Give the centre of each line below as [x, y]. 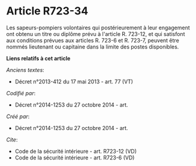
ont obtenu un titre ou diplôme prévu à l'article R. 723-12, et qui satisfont [96, 34]
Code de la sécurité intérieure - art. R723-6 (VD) [75, 158]
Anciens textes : [25, 70]
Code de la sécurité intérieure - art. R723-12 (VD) [76, 151]
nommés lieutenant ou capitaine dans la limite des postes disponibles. [93, 47]
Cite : [12, 140]
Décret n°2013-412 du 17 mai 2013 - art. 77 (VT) [74, 82]
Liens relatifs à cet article [38, 58]
